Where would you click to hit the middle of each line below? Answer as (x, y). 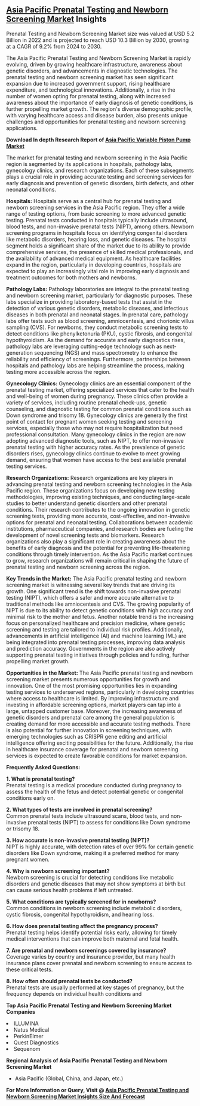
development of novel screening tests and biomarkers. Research (86, 535)
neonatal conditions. (31, 189)
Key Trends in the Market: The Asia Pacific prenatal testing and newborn (96, 578)
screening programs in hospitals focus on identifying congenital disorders (97, 232)
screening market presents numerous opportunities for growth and (88, 679)
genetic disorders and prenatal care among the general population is (90, 717)
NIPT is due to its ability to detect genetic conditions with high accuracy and (100, 610)
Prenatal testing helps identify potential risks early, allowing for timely (92, 932)
